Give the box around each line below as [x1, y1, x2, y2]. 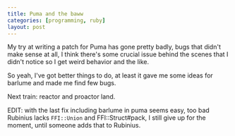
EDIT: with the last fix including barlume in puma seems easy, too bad [7, 106, 210, 115]
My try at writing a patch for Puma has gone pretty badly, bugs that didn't [7, 43, 221, 51]
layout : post [7, 23, 46, 30]
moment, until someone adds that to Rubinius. [7, 121, 141, 130]
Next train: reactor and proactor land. [7, 92, 116, 101]
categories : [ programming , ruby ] [7, 17, 106, 24]
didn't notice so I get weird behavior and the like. [7, 58, 150, 66]
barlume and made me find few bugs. [7, 79, 116, 87]
